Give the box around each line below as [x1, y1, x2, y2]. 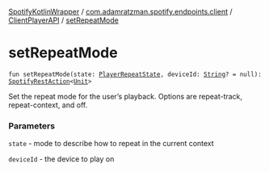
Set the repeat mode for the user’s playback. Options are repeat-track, [8, 91, 243, 101]
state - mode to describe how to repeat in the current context [8, 139, 214, 149]
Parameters [8, 120, 55, 132]
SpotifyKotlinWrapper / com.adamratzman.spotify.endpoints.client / [8, 7, 233, 16]
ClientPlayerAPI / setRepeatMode [8, 15, 119, 25]
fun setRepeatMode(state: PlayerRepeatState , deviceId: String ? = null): [8, 70, 263, 78]
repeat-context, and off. [8, 100, 88, 110]
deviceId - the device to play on [8, 154, 115, 164]
